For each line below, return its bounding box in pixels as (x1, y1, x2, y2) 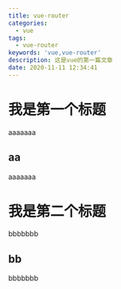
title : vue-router (8, 11, 69, 20)
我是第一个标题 (8, 101, 107, 118)
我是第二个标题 (8, 202, 107, 220)
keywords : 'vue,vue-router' (8, 49, 102, 57)
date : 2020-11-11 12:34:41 (8, 64, 98, 72)
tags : (8, 34, 26, 42)
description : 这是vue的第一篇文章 (8, 57, 113, 65)
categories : (8, 19, 48, 27)
